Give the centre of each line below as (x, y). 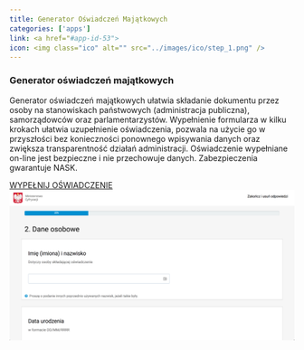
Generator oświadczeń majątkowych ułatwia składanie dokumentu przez (144, 100)
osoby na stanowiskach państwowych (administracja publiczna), (130, 109)
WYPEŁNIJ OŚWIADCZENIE (61, 184)
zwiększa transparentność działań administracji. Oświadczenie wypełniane (148, 148)
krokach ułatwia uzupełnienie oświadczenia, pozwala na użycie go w (138, 129)
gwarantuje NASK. (44, 167)
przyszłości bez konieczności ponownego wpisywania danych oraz (135, 138)
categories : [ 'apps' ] (50, 28)
